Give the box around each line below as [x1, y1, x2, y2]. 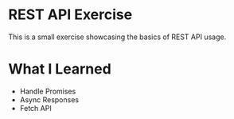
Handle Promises [19, 86, 76, 96]
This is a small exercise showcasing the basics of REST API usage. [8, 32, 227, 42]
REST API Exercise [8, 6, 133, 24]
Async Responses [19, 94, 80, 105]
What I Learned [8, 60, 111, 78]
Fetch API [19, 103, 52, 113]
